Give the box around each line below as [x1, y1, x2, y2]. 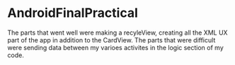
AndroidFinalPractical [7, 5, 138, 21]
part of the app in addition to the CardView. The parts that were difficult [7, 35, 216, 44]
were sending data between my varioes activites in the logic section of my [7, 43, 224, 52]
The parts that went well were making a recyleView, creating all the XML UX [7, 28, 228, 37]
